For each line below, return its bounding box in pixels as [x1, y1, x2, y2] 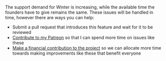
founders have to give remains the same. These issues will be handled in [5, 9, 154, 15]
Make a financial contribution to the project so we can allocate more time [12, 45, 162, 51]
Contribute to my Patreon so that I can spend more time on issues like [12, 34, 155, 40]
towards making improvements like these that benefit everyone [12, 50, 141, 56]
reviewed [12, 30, 31, 35]
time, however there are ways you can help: [5, 15, 95, 20]
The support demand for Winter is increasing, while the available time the [5, 4, 155, 10]
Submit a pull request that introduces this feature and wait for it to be [12, 24, 153, 30]
